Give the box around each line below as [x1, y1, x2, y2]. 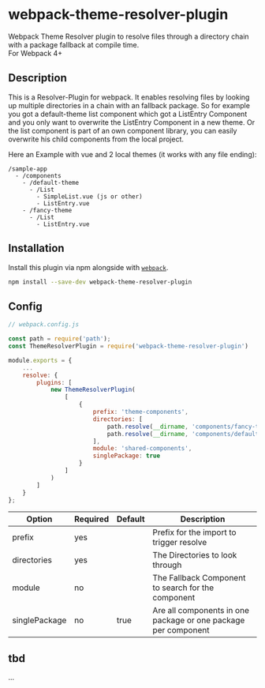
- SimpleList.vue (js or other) [36, 192, 144, 201]
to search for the [152, 582, 215, 593]
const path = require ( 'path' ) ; [8, 335, 111, 343]
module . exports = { [8, 356, 73, 364]
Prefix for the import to [152, 527, 237, 538]
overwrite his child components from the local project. [8, 134, 184, 144]
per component [152, 625, 210, 636]
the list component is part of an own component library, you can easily [8, 126, 237, 135]
